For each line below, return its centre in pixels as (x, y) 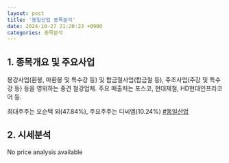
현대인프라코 (206, 88)
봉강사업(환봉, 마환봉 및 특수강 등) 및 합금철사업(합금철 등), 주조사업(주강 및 (108, 80)
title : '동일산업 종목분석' (41, 20)
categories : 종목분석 (35, 33)
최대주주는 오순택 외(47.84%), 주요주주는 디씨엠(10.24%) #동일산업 (98, 112)
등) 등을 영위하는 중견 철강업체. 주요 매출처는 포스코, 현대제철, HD (102, 88)
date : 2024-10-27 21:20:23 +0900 (55, 26)
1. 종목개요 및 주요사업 (51, 62)
